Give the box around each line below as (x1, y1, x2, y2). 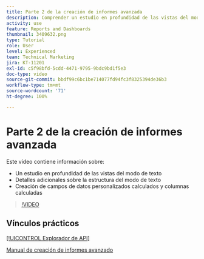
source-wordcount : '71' (6, 88, 67, 94)
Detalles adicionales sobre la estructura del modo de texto (15, 176, 161, 183)
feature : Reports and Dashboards (6, 25, 91, 32)
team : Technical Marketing (6, 54, 75, 60)
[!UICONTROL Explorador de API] (6, 234, 90, 241)
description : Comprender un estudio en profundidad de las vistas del (6, 15, 189, 21)
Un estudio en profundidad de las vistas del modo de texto (15, 169, 162, 177)
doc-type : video (6, 71, 47, 77)
